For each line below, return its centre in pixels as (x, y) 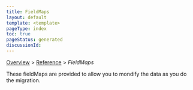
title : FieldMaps (28, 12)
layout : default (26, 17)
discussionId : (24, 46)
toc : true (19, 34)
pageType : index (26, 28)
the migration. (23, 80)
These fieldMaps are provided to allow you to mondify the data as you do (96, 74)
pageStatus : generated (34, 40)
